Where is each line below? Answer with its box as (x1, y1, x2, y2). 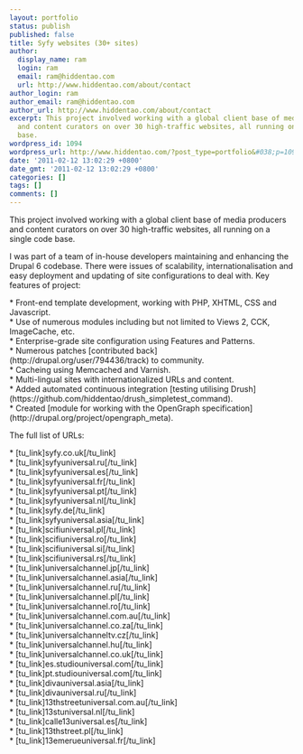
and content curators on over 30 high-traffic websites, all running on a (9, 224, 271, 235)
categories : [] (9, 172, 67, 182)
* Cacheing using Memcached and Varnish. (9, 365, 171, 375)
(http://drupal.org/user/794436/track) (9, 355, 150, 366)
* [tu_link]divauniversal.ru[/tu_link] (9, 687, 137, 698)
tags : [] (9, 182, 42, 191)
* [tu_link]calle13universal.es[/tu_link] (9, 716, 148, 727)
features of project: (9, 280, 81, 290)
